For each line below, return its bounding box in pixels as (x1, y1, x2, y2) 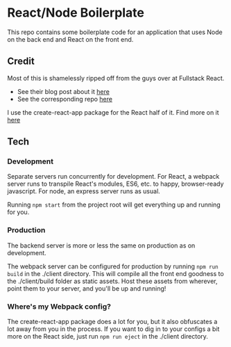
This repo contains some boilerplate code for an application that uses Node (7, 28, 223, 36)
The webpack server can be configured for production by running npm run (7, 262, 219, 271)
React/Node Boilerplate (7, 5, 144, 21)
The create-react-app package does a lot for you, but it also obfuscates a (7, 318, 218, 326)
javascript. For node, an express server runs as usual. (7, 187, 161, 195)
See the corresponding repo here (17, 95, 113, 103)
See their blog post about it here (17, 87, 110, 95)
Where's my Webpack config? (7, 301, 111, 311)
